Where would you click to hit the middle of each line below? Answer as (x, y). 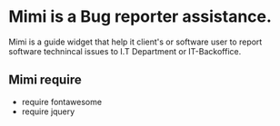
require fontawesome (61, 102)
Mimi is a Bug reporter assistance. (140, 17)
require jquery (48, 111)
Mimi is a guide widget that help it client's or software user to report (135, 42)
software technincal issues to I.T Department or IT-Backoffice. (125, 51)
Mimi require (45, 80)
